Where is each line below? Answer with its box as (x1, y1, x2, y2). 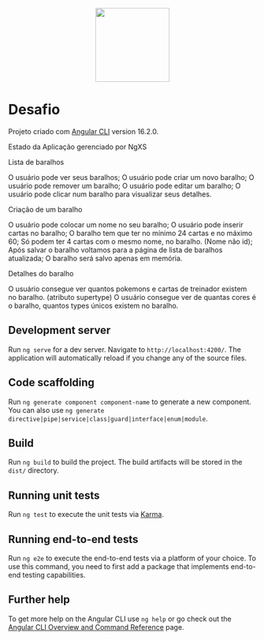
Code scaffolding (8, 376, 95, 390)
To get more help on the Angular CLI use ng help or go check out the (8, 614, 232, 623)
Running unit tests (8, 488, 100, 502)
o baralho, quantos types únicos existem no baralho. (8, 301, 179, 310)
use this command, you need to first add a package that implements (8, 562, 229, 571)
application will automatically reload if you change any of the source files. (8, 353, 247, 362)
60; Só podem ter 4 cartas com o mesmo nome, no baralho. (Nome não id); (8, 237, 253, 246)
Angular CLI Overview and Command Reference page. (8, 622, 184, 631)
